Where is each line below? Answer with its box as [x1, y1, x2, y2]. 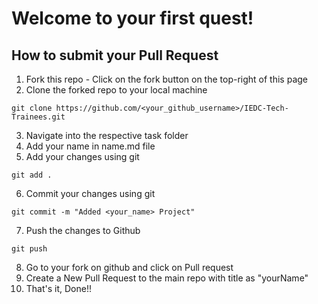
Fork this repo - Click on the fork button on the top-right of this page [25, 73, 309, 85]
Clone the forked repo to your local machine [25, 84, 208, 96]
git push [11, 244, 48, 254]
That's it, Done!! [25, 283, 93, 294]
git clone [11, 103, 53, 113]
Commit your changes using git [25, 188, 156, 199]
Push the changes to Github [25, 225, 141, 236]
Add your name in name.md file [25, 140, 156, 152]
